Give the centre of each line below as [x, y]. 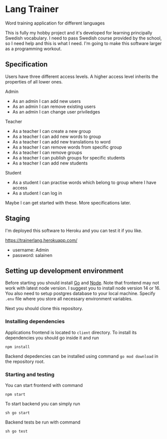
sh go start [17, 413]
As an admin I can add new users [47, 101]
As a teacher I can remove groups [47, 152]
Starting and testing [30, 374]
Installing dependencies [35, 321]
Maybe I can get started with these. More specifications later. [68, 202]
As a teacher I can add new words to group [57, 136]
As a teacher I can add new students [50, 163]
